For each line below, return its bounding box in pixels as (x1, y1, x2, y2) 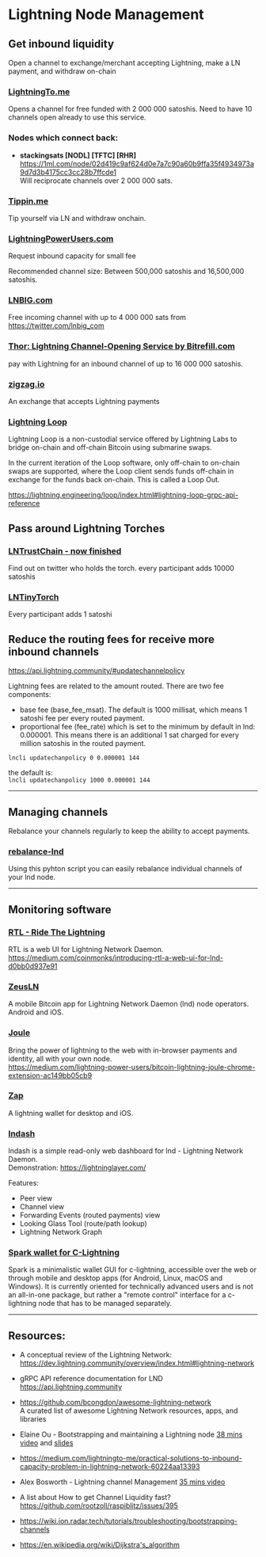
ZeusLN (8, 980, 40, 992)
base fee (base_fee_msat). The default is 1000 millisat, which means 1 (19, 705, 248, 714)
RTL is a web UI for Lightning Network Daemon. (8, 944, 164, 954)
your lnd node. (8, 873, 56, 882)
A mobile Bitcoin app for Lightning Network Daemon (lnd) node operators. (8, 999, 249, 1009)
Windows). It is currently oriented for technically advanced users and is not (8, 1281, 253, 1292)
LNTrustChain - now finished (8, 545, 122, 556)
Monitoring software (8, 903, 112, 916)
